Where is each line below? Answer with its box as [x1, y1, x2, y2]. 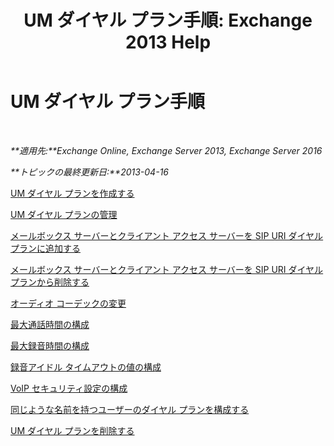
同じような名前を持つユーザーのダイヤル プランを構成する [10, 403, 250, 415]
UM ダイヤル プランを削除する [10, 424, 135, 436]
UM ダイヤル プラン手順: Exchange [23, 9, 313, 32]
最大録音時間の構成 [10, 339, 90, 351]
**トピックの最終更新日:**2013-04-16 [10, 166, 169, 178]
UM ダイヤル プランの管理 [10, 208, 118, 220]
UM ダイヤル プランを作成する [10, 187, 135, 199]
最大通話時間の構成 [10, 318, 90, 330]
